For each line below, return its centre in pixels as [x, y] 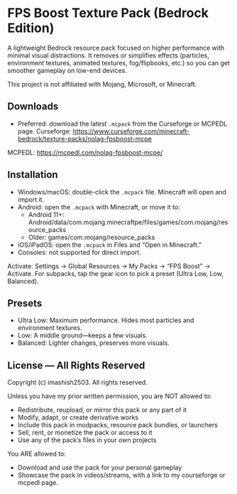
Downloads [33, 107]
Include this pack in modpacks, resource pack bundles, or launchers [118, 425]
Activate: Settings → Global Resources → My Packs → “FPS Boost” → [109, 266]
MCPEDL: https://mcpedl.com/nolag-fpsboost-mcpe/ [85, 152]
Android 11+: [46, 214]
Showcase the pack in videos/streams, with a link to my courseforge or [121, 475]
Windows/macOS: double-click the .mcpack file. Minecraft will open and [122, 192]
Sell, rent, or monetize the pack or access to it [85, 433]
